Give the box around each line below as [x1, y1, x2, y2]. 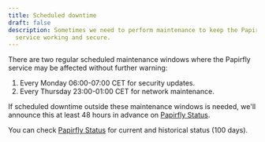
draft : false [8, 19, 51, 27]
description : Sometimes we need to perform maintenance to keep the [8, 26, 238, 34]
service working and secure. [15, 33, 111, 42]
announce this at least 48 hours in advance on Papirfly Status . [8, 111, 211, 120]
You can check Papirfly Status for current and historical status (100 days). [8, 126, 248, 135]
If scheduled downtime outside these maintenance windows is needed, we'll [8, 102, 256, 111]
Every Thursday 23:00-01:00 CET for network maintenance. [19, 87, 215, 96]
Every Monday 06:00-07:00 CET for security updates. [19, 78, 196, 88]
